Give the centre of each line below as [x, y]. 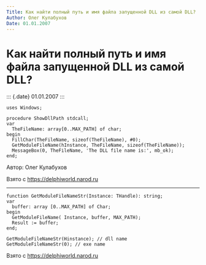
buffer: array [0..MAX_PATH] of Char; [62, 207]
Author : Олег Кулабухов [37, 18]
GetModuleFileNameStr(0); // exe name [56, 244]
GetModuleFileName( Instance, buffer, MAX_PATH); [76, 218]
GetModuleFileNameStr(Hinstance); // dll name [67, 239]
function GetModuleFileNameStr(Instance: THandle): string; [85, 196]
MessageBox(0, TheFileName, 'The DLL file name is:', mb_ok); [93, 151]
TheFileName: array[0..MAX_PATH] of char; [67, 129]
